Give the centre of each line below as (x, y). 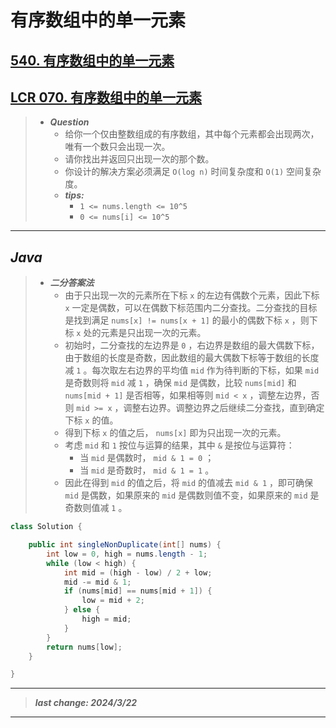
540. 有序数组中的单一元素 (92, 60)
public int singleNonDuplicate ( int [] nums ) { (125, 545)
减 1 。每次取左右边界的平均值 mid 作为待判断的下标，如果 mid (192, 370)
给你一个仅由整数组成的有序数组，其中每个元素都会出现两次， (192, 134)
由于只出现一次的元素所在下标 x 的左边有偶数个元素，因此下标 (192, 295)
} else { (82, 610)
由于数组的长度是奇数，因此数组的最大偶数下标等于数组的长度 (192, 358)
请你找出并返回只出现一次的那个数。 (139, 159)
